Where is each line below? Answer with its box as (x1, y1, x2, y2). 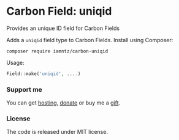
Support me (6, 85, 43, 94)
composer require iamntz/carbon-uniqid (6, 48, 109, 54)
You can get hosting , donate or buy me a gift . (6, 99, 121, 106)
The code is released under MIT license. (6, 128, 109, 136)
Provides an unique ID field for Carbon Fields (6, 24, 120, 32)
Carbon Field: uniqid (6, 4, 112, 18)
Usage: (6, 59, 25, 66)
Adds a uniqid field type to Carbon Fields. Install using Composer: (6, 36, 173, 43)
